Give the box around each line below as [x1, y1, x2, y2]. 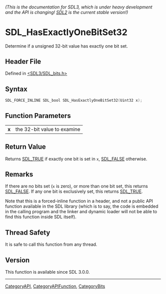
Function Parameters [5, 112, 71, 120]
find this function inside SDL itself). [5, 214, 77, 220]
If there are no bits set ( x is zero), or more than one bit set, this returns [5, 183, 148, 189]
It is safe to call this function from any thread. [5, 241, 97, 247]
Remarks [5, 170, 34, 178]
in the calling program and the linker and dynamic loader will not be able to [5, 209, 157, 215]
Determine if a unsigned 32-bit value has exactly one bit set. [5, 43, 128, 49]
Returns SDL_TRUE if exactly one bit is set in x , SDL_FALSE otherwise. [5, 156, 147, 162]
